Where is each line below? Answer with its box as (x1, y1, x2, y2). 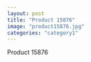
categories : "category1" (7, 29, 79, 37)
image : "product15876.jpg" (7, 23, 85, 30)
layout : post (7, 10, 45, 17)
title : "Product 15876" (7, 17, 76, 23)
